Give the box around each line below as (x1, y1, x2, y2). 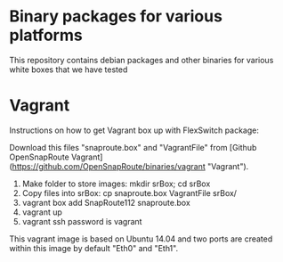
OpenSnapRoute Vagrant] (9, 151, 103, 162)
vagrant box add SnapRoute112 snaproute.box (21, 197, 191, 208)
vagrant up (21, 207, 62, 217)
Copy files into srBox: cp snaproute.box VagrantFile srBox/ (21, 187, 238, 198)
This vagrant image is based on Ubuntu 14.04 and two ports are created (9, 233, 273, 244)
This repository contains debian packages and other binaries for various (9, 54, 274, 65)
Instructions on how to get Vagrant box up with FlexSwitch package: (9, 125, 260, 135)
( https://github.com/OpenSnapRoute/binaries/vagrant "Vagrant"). (9, 160, 249, 171)
